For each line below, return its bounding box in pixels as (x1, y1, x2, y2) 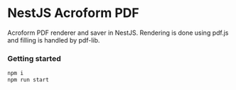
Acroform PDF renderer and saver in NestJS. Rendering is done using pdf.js (7, 28, 229, 37)
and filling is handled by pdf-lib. (7, 35, 100, 44)
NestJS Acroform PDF (7, 5, 140, 21)
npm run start (7, 77, 50, 84)
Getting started (7, 53, 62, 63)
